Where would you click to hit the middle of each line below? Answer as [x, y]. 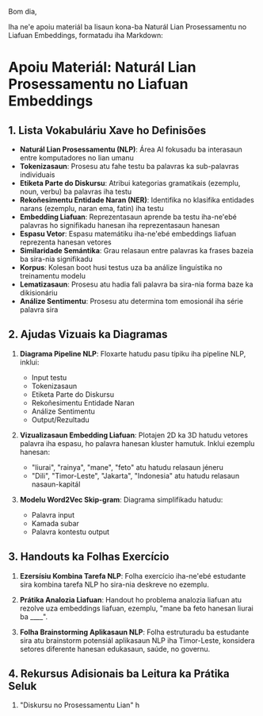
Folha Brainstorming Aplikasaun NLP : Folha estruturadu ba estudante [134, 632]
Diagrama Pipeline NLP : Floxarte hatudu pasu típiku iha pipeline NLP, [133, 353]
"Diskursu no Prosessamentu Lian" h [80, 705]
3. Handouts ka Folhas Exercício [89, 557]
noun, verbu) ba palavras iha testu [76, 191]
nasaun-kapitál [56, 484]
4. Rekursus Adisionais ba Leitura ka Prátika [119, 674]
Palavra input [53, 514]
